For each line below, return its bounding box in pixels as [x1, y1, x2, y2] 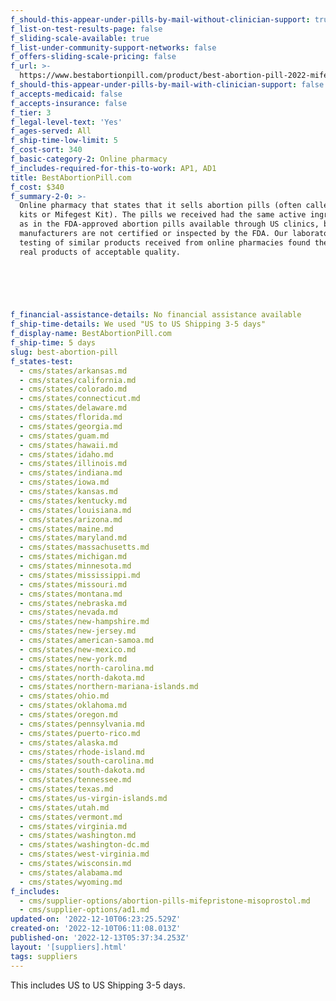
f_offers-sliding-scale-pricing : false [10, 52, 177, 62]
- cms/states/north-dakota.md [19, 672, 145, 683]
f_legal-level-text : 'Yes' [10, 117, 123, 127]
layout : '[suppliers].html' [10, 942, 128, 952]
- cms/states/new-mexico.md [19, 644, 137, 655]
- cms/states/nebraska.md [19, 598, 128, 608]
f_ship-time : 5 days [10, 338, 97, 348]
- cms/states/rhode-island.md [19, 747, 145, 757]
